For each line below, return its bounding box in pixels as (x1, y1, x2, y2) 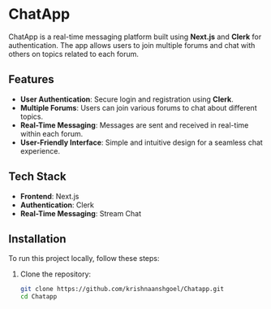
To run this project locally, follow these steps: (8, 254, 160, 263)
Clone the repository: (19, 269, 92, 279)
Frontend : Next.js (19, 191, 80, 201)
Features (8, 72, 54, 86)
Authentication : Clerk (19, 200, 95, 210)
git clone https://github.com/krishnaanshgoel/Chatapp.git (19, 285, 225, 294)
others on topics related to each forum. (8, 49, 140, 59)
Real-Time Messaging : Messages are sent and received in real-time (19, 120, 249, 130)
